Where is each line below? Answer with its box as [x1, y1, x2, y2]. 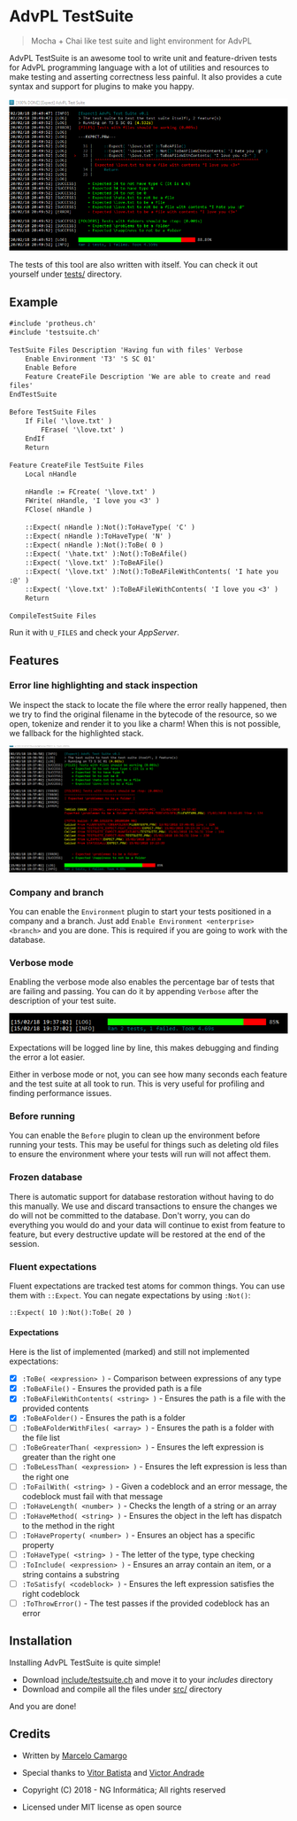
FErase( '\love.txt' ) [41, 425, 125, 435]
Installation [9, 1633, 72, 1649]
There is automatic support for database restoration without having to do [9, 1191, 274, 1202]
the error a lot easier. [9, 1052, 86, 1062]
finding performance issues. [9, 1088, 112, 1099]
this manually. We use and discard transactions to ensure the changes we [9, 1201, 278, 1211]
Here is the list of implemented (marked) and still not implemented [9, 1347, 250, 1358]
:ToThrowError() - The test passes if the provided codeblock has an [21, 1598, 270, 1608]
